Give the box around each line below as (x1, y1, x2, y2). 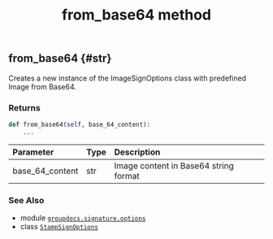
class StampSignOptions (19, 221, 99, 231)
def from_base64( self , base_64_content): (8, 120, 151, 128)
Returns (8, 102, 41, 113)
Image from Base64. (8, 81, 77, 91)
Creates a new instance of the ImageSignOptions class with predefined (8, 73, 246, 83)
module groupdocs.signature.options (19, 213, 146, 223)
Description (114, 146, 161, 158)
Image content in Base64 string (114, 160, 234, 172)
